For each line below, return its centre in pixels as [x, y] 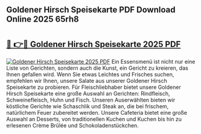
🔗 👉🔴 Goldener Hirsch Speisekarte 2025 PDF [94, 44]
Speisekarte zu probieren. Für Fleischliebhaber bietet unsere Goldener [94, 87]
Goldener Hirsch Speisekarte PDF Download [91, 10]
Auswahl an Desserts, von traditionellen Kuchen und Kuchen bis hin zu [94, 119]
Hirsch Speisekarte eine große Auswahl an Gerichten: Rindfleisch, [88, 93]
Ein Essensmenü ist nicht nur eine [153, 62]
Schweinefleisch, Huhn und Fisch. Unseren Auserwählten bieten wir [91, 100]
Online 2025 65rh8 [43, 20]
